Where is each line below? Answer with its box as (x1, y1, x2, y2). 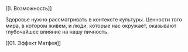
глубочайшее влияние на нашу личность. (5, 28, 109, 35)
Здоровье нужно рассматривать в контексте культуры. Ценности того (5, 16, 182, 23)
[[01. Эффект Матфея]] (5, 40, 61, 46)
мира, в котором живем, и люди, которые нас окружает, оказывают (5, 23, 177, 29)
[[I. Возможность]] (5, 5, 52, 12)
